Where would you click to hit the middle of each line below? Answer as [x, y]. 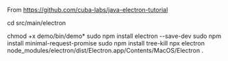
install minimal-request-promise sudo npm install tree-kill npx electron [106, 43]
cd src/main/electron [37, 23]
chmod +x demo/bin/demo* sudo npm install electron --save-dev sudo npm [114, 36]
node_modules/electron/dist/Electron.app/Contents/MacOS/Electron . [105, 50]
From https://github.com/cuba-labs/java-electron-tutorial [88, 10]
